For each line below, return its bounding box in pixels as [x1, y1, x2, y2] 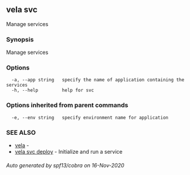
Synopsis [6, 35, 34, 43]
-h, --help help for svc [11, 87, 94, 94]
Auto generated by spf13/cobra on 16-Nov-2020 [6, 161, 125, 168]
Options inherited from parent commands [6, 101, 129, 109]
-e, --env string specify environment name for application [11, 114, 169, 120]
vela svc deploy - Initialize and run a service [14, 148, 123, 155]
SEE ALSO [6, 128, 36, 136]
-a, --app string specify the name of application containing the [11, 77, 185, 83]
